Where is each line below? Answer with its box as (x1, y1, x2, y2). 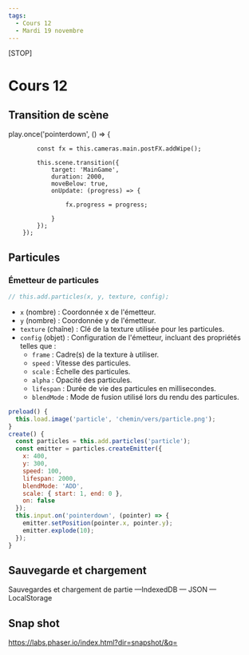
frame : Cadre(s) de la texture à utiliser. (31, 349, 160, 359)
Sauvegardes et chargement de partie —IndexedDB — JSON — (8, 585, 217, 594)
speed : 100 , (22, 467, 62, 475)
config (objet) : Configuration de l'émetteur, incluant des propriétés (19, 333, 241, 342)
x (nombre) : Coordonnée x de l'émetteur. (19, 307, 156, 317)
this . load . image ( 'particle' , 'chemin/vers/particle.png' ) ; (15, 415, 216, 423)
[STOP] (8, 49, 33, 58)
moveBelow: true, (50, 180, 109, 188)
